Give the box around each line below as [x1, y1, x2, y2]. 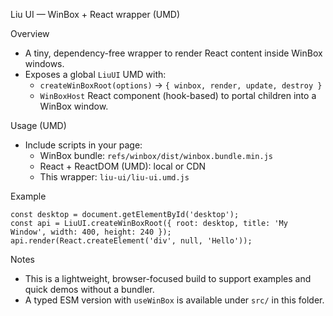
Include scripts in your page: [24, 139, 143, 151]
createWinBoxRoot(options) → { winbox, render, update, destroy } [39, 79, 323, 91]
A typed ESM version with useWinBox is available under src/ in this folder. [24, 294, 325, 306]
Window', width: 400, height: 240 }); [10, 227, 172, 237]
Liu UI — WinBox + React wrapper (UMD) [10, 9, 181, 20]
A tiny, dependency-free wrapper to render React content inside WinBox [24, 47, 323, 59]
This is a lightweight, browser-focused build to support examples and [24, 273, 312, 284]
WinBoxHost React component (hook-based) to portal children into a [39, 90, 317, 101]
